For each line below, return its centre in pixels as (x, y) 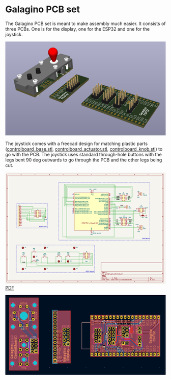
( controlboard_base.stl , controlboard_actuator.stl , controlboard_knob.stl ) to (84, 149)
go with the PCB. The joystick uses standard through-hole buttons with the (83, 155)
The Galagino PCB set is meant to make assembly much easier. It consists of (85, 23)
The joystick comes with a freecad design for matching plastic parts (77, 144)
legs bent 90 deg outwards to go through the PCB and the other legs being (84, 160)
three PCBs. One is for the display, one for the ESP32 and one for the (78, 29)
